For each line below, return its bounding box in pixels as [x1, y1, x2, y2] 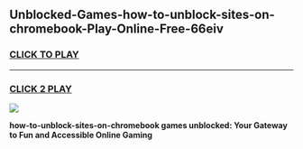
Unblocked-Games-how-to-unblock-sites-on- [9, 7, 275, 23]
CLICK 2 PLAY [9, 82, 72, 95]
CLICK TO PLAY [9, 49, 79, 61]
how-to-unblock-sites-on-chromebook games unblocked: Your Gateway [9, 119, 289, 130]
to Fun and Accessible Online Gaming [9, 129, 153, 140]
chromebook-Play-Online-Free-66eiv [9, 22, 224, 37]
